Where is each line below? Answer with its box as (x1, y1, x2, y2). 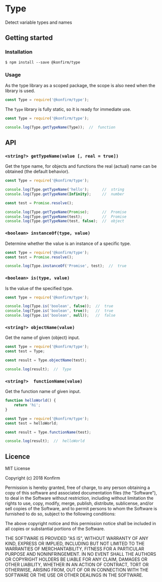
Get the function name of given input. (5, 388, 81, 394)
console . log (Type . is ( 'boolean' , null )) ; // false (5, 313, 116, 318)
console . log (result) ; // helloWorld (5, 438, 85, 443)
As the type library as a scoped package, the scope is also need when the (5, 82, 156, 88)
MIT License (5, 466, 31, 472)
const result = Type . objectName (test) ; (5, 358, 87, 363)
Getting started (5, 34, 53, 42)
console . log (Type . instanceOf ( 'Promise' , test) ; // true (5, 263, 127, 269)
